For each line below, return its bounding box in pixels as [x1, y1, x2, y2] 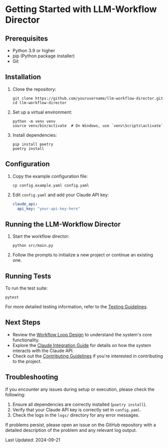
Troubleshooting [5, 373, 59, 382]
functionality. [12, 337, 40, 343]
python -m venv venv [12, 119, 56, 124]
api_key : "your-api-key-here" [17, 206, 80, 211]
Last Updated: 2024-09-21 [5, 436, 61, 443]
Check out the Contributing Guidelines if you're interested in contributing [12, 353, 163, 359]
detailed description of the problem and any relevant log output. [5, 427, 137, 433]
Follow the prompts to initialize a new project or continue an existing [12, 252, 153, 258]
